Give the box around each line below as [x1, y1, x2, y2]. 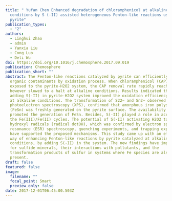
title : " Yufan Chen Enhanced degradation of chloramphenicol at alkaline [5, 7, 168, 13]
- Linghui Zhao [10, 36, 42, 41]
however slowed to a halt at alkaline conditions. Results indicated [10, 88, 161, 94]
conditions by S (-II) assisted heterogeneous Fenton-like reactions [10, 12, 161, 17]
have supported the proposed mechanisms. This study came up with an [10, 131, 161, 136]
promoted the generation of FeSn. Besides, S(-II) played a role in [10, 112, 159, 118]
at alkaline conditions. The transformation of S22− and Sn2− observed [10, 98, 166, 103]
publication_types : [5, 21, 47, 27]
